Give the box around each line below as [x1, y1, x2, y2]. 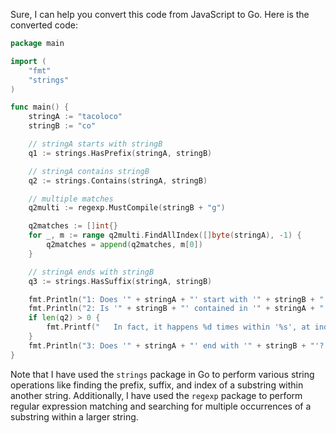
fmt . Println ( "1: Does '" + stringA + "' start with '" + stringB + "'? [28, 294, 333, 304]
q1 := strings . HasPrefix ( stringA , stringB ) [28, 148, 213, 158]
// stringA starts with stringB [28, 139, 163, 149]
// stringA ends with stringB [28, 267, 155, 277]
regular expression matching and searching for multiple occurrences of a [10, 400, 312, 412]
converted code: [10, 19, 78, 31]
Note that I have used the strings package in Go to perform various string [10, 368, 315, 380]
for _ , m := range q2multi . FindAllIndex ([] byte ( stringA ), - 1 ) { [28, 230, 302, 241]
